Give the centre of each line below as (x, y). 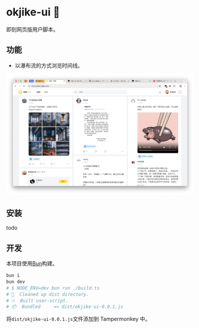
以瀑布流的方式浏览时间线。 (49, 65)
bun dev (16, 282)
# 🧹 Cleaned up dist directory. (48, 294)
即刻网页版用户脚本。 (32, 29)
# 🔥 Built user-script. (37, 301)
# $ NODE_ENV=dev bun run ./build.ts (53, 288)
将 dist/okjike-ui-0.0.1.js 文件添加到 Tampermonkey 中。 (78, 319)
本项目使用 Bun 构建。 (32, 264)
